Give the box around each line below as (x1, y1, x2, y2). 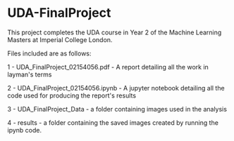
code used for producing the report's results (7, 91, 136, 100)
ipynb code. (7, 126, 42, 134)
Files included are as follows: (7, 49, 92, 58)
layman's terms (7, 70, 52, 79)
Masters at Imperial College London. (7, 35, 113, 43)
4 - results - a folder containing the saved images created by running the (7, 118, 218, 127)
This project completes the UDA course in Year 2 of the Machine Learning (7, 28, 222, 36)
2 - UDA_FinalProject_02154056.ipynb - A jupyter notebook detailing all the (7, 83, 225, 92)
